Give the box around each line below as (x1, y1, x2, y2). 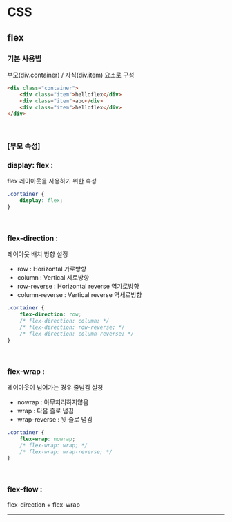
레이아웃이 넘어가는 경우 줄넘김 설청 (7, 383, 104, 391)
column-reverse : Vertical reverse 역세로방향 (17, 291, 142, 299)
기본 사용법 (7, 53, 42, 63)
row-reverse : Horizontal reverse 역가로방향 (17, 282, 139, 291)
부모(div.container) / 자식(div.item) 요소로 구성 (7, 71, 135, 79)
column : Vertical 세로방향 (17, 273, 90, 282)
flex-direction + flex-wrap (7, 500, 81, 509)
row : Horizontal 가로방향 (17, 264, 87, 273)
